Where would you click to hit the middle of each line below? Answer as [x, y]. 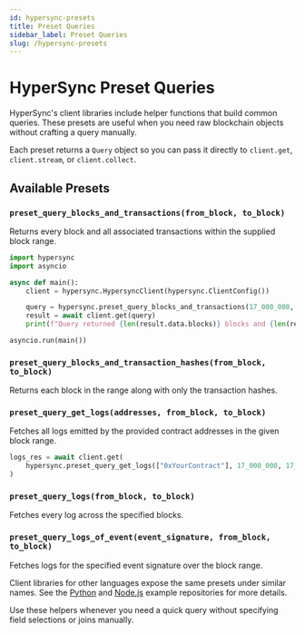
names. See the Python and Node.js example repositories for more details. [148, 592]
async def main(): [44, 282]
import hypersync [42, 258]
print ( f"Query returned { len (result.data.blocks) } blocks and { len [156, 324]
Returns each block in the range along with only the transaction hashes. [144, 390]
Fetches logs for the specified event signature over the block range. [136, 565]
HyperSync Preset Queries [112, 88]
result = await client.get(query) [91, 316]
